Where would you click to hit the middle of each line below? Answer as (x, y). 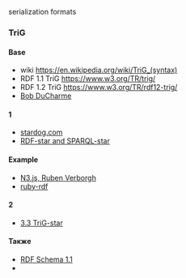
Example (23, 159)
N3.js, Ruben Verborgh (58, 177)
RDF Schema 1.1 (46, 259)
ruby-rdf (34, 186)
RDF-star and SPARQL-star (65, 141)
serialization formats (42, 12)
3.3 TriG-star (41, 223)
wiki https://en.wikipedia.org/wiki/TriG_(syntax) (99, 70)
